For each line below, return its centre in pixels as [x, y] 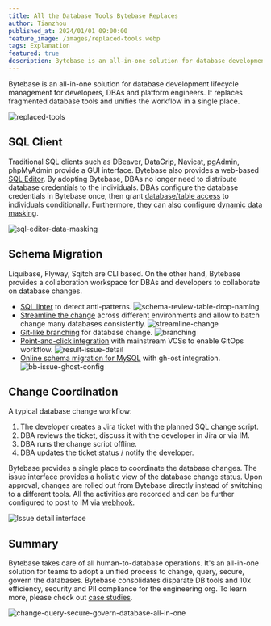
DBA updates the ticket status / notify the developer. [107, 452]
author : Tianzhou [38, 23]
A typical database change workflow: [70, 411]
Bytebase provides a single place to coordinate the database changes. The [133, 468]
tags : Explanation [39, 46]
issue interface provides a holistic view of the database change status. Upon [135, 477]
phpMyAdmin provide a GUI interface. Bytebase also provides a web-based [134, 170]
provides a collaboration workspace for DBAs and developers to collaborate [134, 282]
